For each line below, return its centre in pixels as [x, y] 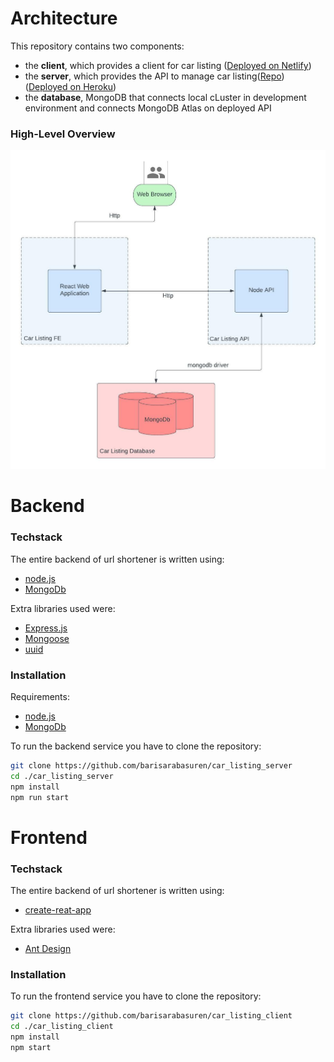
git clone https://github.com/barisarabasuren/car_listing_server [151, 765]
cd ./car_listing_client [62, 1027]
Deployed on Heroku [71, 86]
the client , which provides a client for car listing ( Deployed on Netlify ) [168, 65]
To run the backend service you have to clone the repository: [136, 746]
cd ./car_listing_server [62, 776]
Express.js [46, 628]
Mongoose [47, 638]
